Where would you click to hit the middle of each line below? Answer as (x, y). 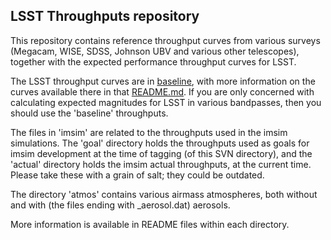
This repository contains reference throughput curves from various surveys (165, 40)
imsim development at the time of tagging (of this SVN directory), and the (161, 153)
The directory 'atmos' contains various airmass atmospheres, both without (164, 194)
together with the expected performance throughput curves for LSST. (153, 61)
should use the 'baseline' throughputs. (89, 113)
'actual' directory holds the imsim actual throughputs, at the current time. (161, 164)
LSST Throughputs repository (105, 16)
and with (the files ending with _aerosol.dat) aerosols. (120, 205)
